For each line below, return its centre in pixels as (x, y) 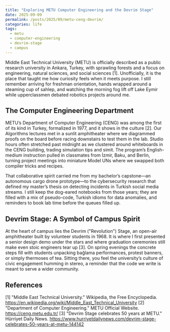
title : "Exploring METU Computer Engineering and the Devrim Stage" (79, 10)
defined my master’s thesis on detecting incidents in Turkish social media (82, 187)
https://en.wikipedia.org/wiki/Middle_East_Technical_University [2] (75, 303)
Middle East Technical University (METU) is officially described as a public (83, 62)
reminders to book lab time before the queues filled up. (63, 203)
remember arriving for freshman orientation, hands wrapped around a (78, 84)
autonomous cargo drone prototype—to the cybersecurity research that (81, 182)
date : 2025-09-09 (24, 15)
